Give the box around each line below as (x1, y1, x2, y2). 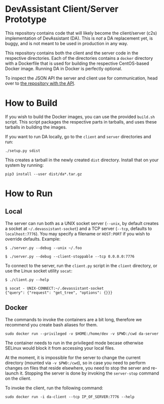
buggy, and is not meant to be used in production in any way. (5, 40, 128, 46)
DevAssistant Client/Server (5, 3, 118, 15)
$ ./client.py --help (5, 277, 49, 282)
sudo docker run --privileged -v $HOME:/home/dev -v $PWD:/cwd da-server (5, 331, 159, 336)
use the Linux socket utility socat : (5, 268, 72, 274)
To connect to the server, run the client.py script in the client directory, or (5, 262, 158, 268)
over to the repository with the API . (5, 80, 75, 86)
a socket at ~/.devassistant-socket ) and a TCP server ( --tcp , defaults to (5, 226, 152, 231)
